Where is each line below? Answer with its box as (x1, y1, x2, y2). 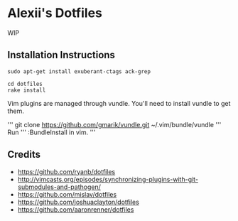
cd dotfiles (7, 80, 43, 87)
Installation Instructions (7, 49, 116, 61)
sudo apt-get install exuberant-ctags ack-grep (7, 68, 151, 75)
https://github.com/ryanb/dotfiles (17, 167, 116, 176)
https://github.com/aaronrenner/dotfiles (17, 205, 134, 214)
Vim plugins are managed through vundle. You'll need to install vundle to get (7, 99, 231, 107)
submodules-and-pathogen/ (17, 183, 101, 191)
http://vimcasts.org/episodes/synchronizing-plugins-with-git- (17, 175, 199, 183)
